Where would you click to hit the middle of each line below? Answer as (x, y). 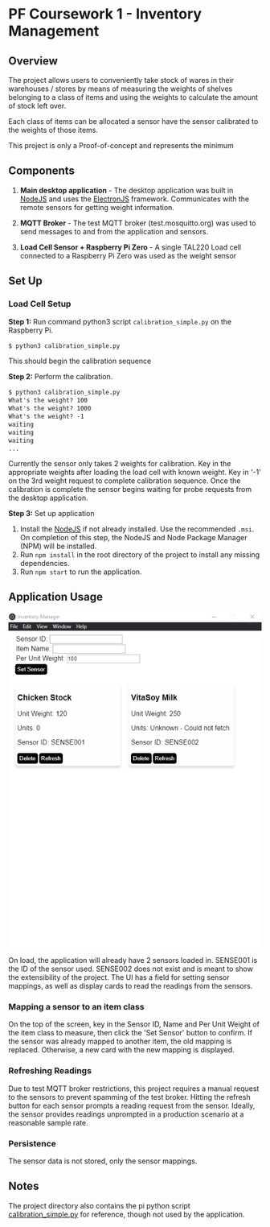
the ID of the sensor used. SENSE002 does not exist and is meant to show (131, 969)
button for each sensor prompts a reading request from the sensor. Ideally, (132, 1105)
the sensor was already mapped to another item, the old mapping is (120, 1041)
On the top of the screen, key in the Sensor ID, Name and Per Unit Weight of (134, 1024)
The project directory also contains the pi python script (99, 1205)
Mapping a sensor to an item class (76, 1006)
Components (41, 171)
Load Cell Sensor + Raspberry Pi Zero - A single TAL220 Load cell (131, 247)
